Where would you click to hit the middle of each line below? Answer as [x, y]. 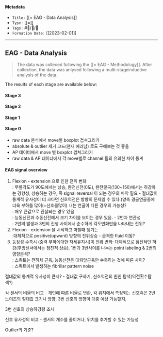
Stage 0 [13, 129]
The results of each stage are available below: [51, 84]
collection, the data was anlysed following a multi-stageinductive [82, 70]
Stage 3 [13, 95]
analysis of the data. [37, 75]
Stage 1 [13, 118]
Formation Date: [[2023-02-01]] [44, 33]
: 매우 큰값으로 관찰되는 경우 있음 [43, 212]
